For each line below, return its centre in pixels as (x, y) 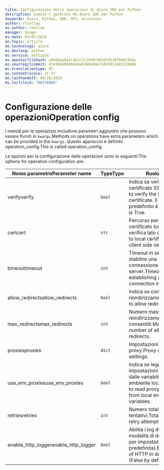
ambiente (139, 383)
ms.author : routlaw (25, 28)
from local (140, 395)
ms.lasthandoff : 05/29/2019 (34, 78)
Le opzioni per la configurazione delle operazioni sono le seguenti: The (76, 156)
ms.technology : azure (27, 46)
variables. (140, 401)
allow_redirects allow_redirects (42, 297)
